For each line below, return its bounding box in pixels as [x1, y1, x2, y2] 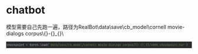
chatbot [6, 3, 45, 17]
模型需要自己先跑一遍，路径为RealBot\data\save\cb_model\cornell [6, 23, 167, 30]
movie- [167, 23, 185, 30]
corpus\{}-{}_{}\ [25, 30, 64, 37]
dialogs [6, 30, 24, 37]
